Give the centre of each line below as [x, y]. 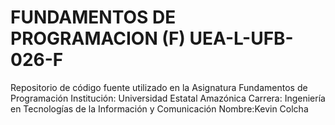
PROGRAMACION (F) [98, 38]
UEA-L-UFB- [241, 38]
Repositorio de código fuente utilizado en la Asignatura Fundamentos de [159, 87]
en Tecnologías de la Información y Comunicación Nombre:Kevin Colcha [159, 108]
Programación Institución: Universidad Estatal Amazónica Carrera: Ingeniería [168, 98]
